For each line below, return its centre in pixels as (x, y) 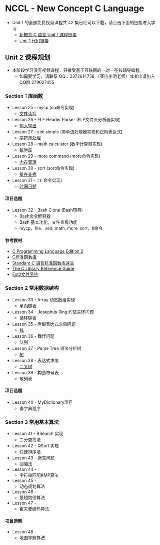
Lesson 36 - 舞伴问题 (33, 336)
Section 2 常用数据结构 (32, 288)
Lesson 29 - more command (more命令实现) (56, 156)
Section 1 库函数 (24, 96)
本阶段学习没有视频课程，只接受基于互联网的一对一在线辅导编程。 (78, 70)
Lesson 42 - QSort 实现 (35, 446)
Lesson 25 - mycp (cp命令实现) (43, 108)
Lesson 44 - (24, 469)
